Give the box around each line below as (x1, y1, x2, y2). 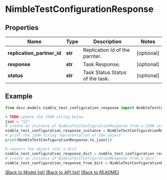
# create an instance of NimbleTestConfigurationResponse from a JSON (5, 124, 155, 129)
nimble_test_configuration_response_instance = (5, 128, 106, 133)
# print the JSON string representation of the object (5, 133, 121, 138)
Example (5, 92, 33, 101)
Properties (5, 23, 39, 32)
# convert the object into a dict (5, 146, 77, 152)
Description (93, 38, 122, 45)
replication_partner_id (7, 50, 61, 56)
